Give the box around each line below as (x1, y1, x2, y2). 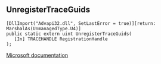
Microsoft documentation (6, 52, 69, 59)
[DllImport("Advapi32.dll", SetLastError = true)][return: (6, 20, 156, 26)
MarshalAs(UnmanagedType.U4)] (6, 25, 82, 31)
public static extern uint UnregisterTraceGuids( (6, 31, 132, 37)
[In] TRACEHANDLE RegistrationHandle (14, 36, 109, 42)
